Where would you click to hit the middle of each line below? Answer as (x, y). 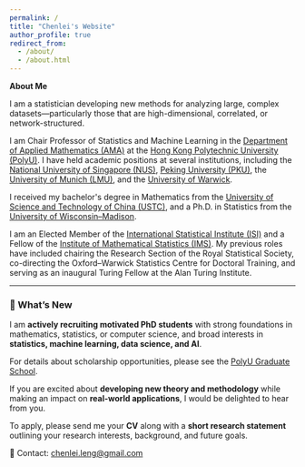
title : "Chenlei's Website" (63, 26)
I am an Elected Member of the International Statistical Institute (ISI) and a (147, 234)
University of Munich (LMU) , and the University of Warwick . (121, 179)
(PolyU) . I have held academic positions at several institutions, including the (151, 160)
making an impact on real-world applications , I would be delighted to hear (149, 399)
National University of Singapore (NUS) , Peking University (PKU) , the (138, 170)
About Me (29, 86)
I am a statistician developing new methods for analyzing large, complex (144, 104)
